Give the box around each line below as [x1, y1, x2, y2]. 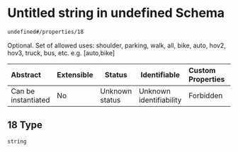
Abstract [11, 69, 41, 79]
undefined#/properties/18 [7, 28, 84, 35]
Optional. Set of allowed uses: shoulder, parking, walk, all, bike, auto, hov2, [7, 41, 227, 49]
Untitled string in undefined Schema [7, 5, 225, 21]
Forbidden [188, 90, 223, 100]
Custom [188, 65, 216, 75]
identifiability [138, 95, 182, 105]
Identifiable [140, 69, 181, 79]
